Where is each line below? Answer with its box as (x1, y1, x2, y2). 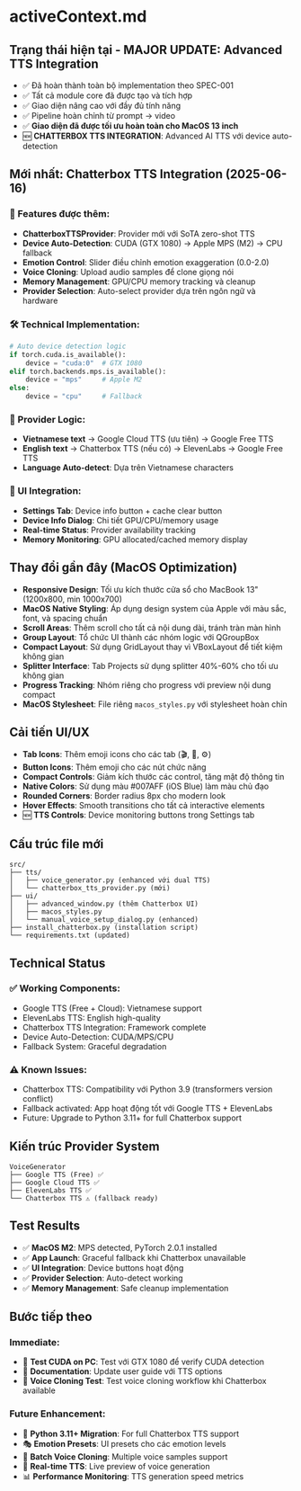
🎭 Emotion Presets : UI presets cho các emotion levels (22, 1438, 226, 1449)
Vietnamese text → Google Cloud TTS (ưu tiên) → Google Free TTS (22, 433, 274, 444)
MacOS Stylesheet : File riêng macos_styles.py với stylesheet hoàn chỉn (22, 699, 288, 710)
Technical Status (9, 955, 106, 970)
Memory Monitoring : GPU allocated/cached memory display (22, 533, 249, 545)
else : (9, 384, 30, 393)
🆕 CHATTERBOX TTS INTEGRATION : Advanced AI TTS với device (22, 130, 271, 141)
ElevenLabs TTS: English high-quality (22, 1012, 162, 1022)
